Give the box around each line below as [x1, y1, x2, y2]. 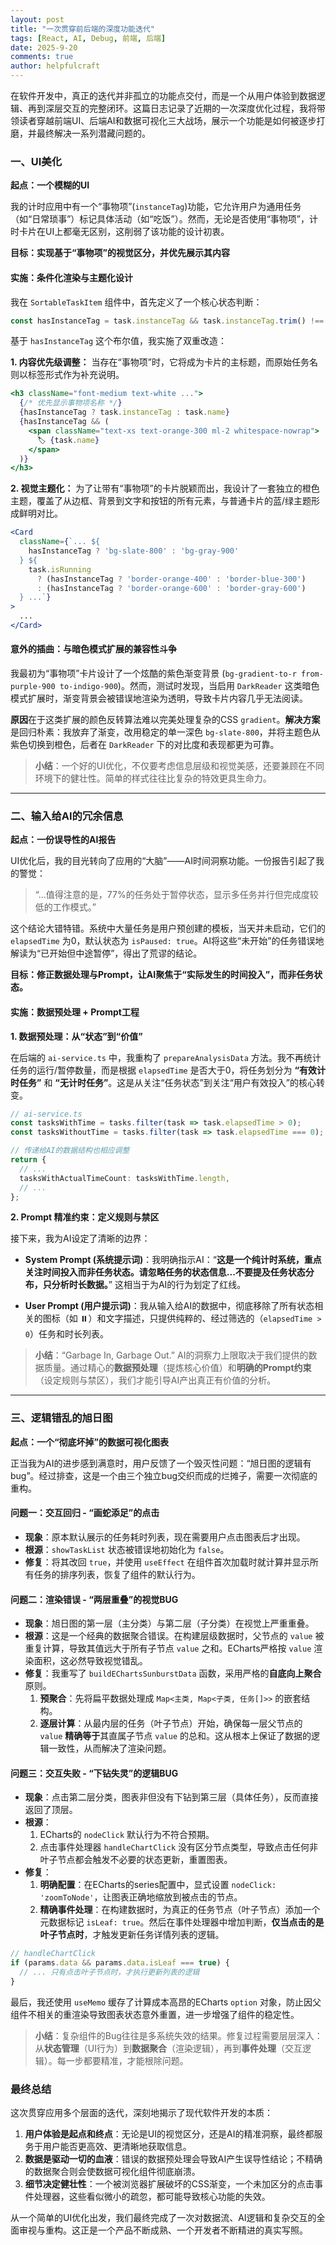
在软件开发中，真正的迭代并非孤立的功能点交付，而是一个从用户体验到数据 [10, 90, 317, 101]
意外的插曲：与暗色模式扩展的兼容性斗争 [10, 643, 177, 655]
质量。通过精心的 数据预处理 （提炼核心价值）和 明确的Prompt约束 [43, 1362, 312, 1374]
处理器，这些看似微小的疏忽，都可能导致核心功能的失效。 [33, 2191, 271, 2203]
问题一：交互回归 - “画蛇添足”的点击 [10, 1507, 160, 1519]
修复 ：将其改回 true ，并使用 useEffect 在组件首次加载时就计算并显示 [24, 1556, 310, 1568]
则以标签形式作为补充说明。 [10, 369, 125, 381]
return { [10, 1155, 47, 1165]
